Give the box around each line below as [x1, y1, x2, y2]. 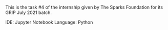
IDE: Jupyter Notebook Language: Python [5, 19, 93, 25]
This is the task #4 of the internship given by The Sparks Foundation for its [5, 4, 163, 10]
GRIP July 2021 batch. [5, 9, 52, 15]
